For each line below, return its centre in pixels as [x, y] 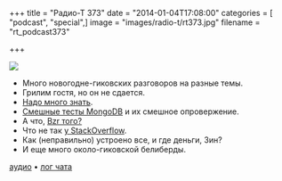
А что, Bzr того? [52, 121]
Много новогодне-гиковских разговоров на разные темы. [133, 83]
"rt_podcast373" [40, 32]
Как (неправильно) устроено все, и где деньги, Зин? [122, 140]
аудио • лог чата [41, 167]
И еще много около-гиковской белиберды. [104, 149]
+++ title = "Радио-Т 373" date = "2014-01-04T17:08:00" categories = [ [141, 13]
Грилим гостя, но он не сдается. [83, 92]
